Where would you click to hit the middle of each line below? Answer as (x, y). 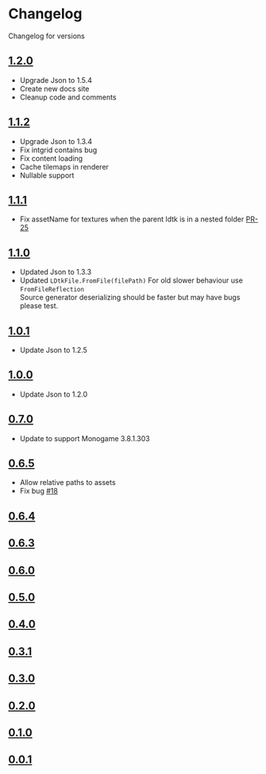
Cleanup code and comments (68, 97)
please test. (39, 306)
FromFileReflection (52, 290)
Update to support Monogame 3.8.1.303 (85, 438)
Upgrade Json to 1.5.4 (56, 80)
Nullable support (47, 175)
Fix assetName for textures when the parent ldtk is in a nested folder (132, 219)
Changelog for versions (46, 36)
